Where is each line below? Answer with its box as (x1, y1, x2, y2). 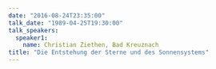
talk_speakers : (8, 26, 59, 34)
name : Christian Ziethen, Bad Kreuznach (22, 41, 159, 49)
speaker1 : (15, 33, 48, 42)
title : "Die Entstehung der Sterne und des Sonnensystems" (8, 48, 210, 56)
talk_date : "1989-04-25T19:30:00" (8, 19, 124, 27)
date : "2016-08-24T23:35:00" (8, 11, 106, 20)
